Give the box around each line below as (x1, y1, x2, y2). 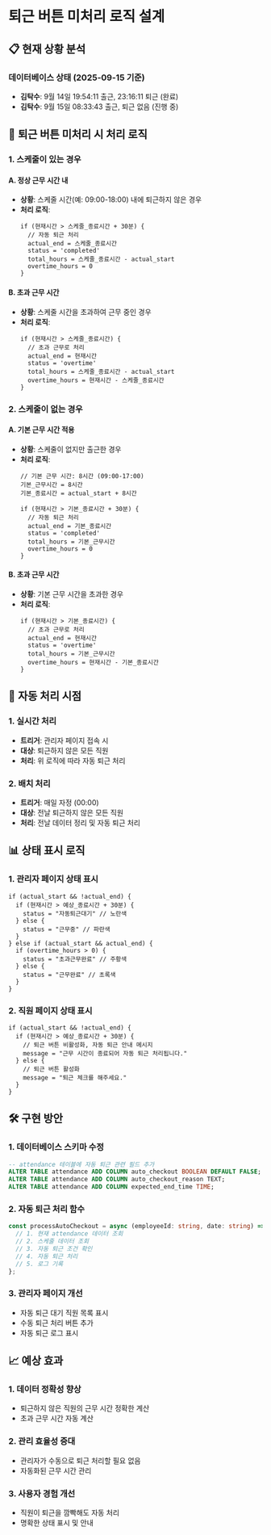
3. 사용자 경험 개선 (8, 1487, 76, 1499)
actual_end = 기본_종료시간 (27, 522, 111, 530)
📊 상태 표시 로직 (8, 844, 85, 858)
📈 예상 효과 (8, 1354, 64, 1368)
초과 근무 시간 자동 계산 (19, 1414, 94, 1424)
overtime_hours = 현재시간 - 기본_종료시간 (27, 658, 159, 666)
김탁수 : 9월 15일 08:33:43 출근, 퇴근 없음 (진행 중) (19, 102, 179, 111)
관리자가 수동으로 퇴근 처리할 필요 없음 (19, 1455, 141, 1466)
